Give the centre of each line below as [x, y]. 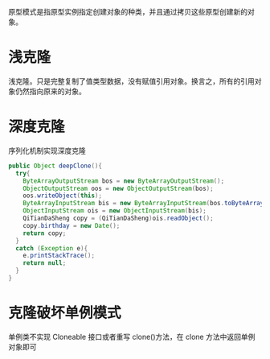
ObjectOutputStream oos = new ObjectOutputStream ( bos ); [119, 188]
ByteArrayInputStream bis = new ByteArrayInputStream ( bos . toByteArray [143, 204]
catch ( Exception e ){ [52, 248]
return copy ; [45, 233]
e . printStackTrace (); [59, 256]
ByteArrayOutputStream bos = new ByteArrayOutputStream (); [124, 181]
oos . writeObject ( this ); [63, 196]
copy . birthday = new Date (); [72, 225]
